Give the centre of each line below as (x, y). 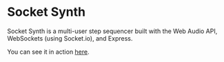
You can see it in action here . (48, 52)
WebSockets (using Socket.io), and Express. (70, 38)
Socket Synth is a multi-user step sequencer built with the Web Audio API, (112, 31)
